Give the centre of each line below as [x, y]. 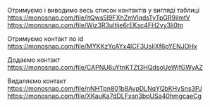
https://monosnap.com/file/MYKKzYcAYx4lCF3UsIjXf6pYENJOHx [102, 46]
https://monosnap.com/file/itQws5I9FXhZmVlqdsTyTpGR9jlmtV [99, 18]
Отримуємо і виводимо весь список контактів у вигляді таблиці [103, 10]
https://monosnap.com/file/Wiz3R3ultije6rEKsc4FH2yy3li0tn [95, 25]
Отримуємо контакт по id [45, 39]
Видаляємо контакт [37, 81]
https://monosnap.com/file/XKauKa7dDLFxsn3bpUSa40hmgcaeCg [105, 96]
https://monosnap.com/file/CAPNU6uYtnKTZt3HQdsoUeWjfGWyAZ [105, 67]
